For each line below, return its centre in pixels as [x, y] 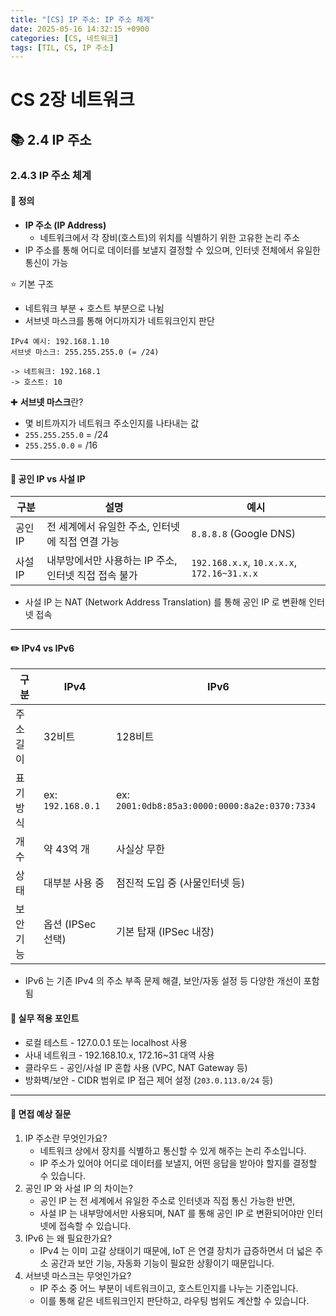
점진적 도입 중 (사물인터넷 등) [180, 883]
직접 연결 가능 [89, 542]
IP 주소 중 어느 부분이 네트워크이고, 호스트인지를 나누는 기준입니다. [169, 1288]
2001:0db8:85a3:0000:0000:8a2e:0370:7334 [216, 806]
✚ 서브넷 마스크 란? [47, 402]
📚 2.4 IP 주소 [51, 139]
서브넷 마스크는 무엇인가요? [78, 1275]
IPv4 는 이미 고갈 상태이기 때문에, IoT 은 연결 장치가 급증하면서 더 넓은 [176, 1250]
